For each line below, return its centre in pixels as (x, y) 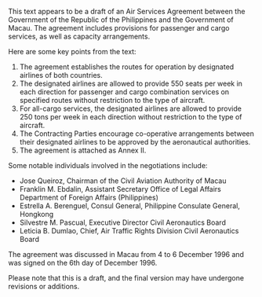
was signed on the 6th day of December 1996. (83, 263)
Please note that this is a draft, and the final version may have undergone (126, 278)
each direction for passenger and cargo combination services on (124, 92)
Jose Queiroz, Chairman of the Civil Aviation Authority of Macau (123, 181)
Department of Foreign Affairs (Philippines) (89, 197)
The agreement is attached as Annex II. (83, 150)
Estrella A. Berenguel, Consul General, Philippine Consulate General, (130, 206)
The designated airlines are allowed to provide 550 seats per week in (131, 83)
